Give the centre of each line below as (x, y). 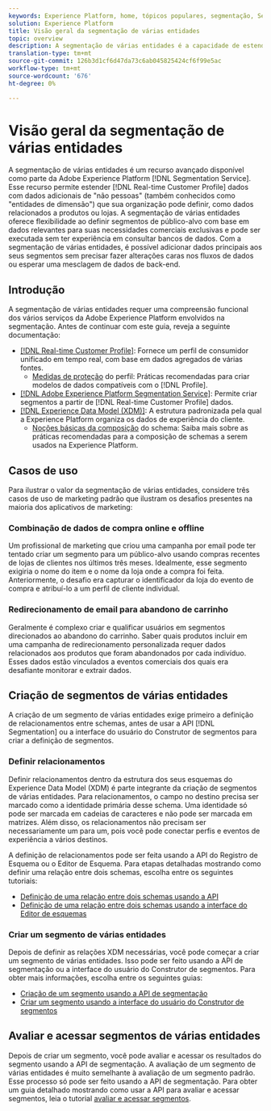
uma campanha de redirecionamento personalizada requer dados (117, 644)
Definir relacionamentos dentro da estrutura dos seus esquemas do (121, 779)
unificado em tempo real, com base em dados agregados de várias (131, 360)
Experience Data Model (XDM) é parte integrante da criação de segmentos (133, 788)
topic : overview (35, 38)
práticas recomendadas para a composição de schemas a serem (140, 436)
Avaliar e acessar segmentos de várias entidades (134, 1036)
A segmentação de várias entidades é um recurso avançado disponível (126, 170)
